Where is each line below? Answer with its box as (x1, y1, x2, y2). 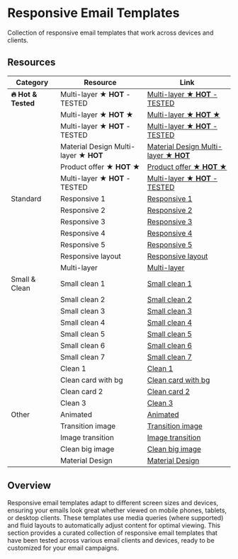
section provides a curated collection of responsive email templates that (7, 529, 218, 537)
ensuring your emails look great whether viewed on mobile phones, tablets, (7, 506, 227, 514)
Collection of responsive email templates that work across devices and (7, 28, 214, 37)
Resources (7, 57, 56, 69)
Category (16, 77, 49, 87)
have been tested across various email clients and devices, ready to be (7, 536, 215, 544)
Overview (7, 480, 52, 492)
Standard (11, 193, 42, 203)
